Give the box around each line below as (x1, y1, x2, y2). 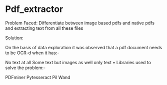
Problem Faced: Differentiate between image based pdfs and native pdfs (5, 20, 155, 26)
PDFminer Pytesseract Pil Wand (5, 74, 70, 80)
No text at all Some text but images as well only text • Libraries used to (5, 59, 151, 65)
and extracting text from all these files (5, 25, 83, 31)
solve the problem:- (5, 65, 46, 71)
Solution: (5, 35, 23, 41)
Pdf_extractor (5, 3, 63, 15)
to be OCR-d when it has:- (5, 50, 59, 56)
